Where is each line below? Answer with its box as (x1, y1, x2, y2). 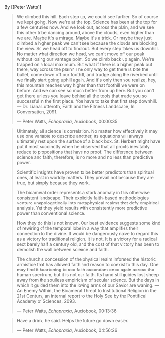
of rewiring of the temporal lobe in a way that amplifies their (16, 225, 139, 231)
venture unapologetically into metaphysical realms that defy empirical (16, 200, 159, 205)
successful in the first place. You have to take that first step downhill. (16, 98, 158, 104)
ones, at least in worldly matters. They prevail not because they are (16, 175, 154, 180)
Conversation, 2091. (16, 109, 58, 115)
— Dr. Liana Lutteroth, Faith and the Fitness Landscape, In (16, 104, 135, 109)
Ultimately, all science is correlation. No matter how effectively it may (16, 128, 158, 134)
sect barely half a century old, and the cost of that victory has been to (16, 241, 159, 247)
